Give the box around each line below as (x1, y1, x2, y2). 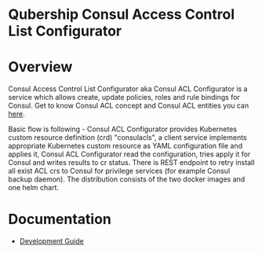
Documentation (8, 211, 112, 229)
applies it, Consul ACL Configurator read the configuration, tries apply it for (8, 149, 251, 159)
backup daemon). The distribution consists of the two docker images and (8, 174, 246, 184)
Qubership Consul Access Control (8, 5, 235, 24)
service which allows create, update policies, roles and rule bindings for (8, 93, 241, 102)
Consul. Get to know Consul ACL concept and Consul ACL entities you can (8, 101, 249, 111)
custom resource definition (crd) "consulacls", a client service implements (8, 133, 247, 142)
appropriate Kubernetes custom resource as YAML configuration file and (8, 141, 243, 151)
